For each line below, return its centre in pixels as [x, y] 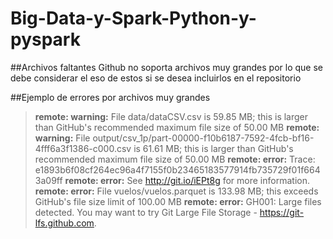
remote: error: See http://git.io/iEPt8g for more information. [187, 180]
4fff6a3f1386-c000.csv [83, 148]
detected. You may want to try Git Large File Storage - [146, 212]
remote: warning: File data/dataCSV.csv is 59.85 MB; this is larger [171, 116]
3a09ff [48, 180]
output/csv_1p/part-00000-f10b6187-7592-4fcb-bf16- [203, 138]
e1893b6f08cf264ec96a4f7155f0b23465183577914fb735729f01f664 [177, 169]
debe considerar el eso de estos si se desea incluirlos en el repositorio [156, 78]
